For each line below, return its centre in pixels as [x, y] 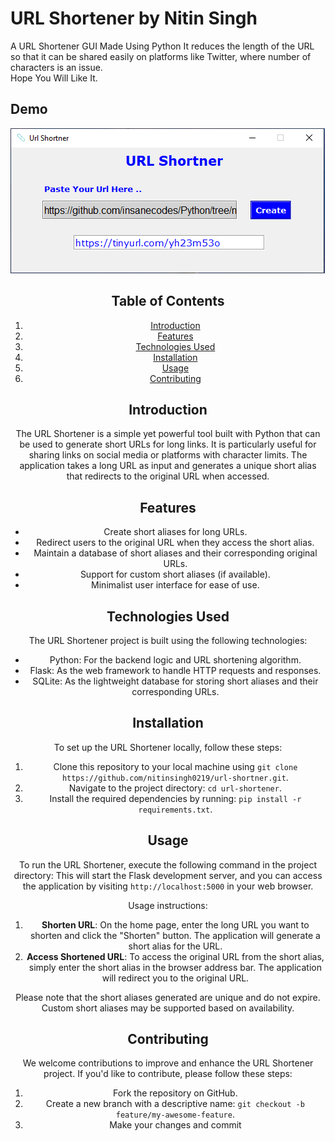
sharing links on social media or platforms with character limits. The [168, 455]
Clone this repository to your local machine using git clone [175, 766]
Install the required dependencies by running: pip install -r [175, 798]
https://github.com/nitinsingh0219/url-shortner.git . [175, 777]
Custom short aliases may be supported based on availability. [168, 1008]
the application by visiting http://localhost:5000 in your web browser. [168, 886]
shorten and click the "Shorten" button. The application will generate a [175, 935]
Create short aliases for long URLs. [175, 532]
